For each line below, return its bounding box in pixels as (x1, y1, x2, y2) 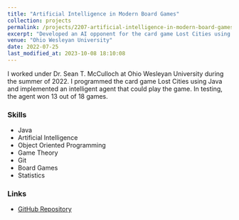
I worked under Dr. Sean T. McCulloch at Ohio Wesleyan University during (7, 69, 224, 78)
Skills (7, 109, 27, 119)
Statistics (17, 171, 46, 180)
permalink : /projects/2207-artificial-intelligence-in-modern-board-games (7, 23, 234, 31)
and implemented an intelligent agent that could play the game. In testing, (7, 84, 223, 93)
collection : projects (7, 17, 72, 24)
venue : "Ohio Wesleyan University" (7, 37, 113, 44)
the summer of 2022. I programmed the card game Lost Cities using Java (7, 77, 223, 85)
